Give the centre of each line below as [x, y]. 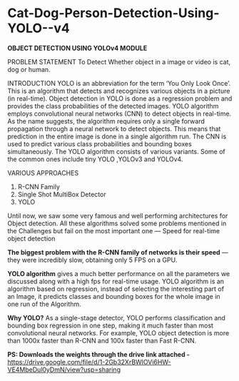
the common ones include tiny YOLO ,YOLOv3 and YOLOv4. [95, 159]
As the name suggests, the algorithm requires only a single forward [106, 121]
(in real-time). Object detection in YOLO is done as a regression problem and [120, 98]
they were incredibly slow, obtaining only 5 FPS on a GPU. [92, 260]
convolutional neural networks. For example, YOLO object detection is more [118, 332]
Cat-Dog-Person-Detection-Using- [113, 13]
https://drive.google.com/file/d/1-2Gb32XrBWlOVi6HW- [89, 362]
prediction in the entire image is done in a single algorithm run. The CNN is [117, 136]
